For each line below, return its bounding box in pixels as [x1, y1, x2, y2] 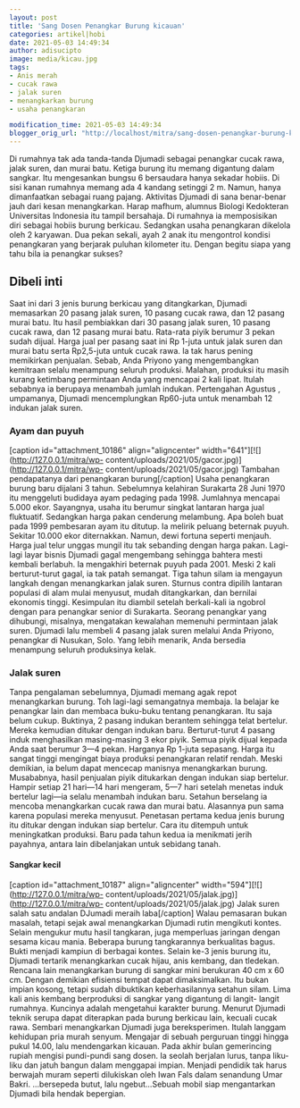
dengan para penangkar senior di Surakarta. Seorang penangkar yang [9, 607, 267, 617]
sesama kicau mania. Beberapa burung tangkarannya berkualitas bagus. [9, 936, 276, 947]
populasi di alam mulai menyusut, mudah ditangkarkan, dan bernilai [9, 587, 257, 599]
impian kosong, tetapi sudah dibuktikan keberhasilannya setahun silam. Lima [9, 984, 292, 995]
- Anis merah [9, 71, 58, 80]
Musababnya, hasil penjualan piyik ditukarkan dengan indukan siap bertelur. [9, 772, 288, 783]
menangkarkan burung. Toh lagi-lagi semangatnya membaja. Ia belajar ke [9, 696, 279, 707]
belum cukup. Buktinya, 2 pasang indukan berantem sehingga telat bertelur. [9, 716, 288, 726]
